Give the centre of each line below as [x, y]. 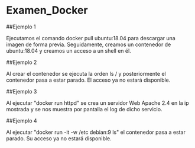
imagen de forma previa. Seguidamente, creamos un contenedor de [89, 44]
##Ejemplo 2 [22, 62]
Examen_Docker [47, 10]
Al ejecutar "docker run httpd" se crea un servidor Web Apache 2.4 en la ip [97, 103]
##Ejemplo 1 [21, 27]
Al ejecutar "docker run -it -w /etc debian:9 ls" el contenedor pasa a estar [96, 132]
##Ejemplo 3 [22, 91]
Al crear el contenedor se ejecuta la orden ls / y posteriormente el [86, 73]
